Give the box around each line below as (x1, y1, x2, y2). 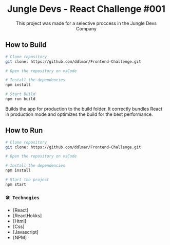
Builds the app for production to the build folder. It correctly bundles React (5, 106, 163, 112)
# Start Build (5, 92, 36, 97)
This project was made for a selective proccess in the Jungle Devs (16, 20, 157, 26)
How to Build (5, 41, 47, 49)
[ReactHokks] (12, 213, 42, 219)
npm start (5, 182, 27, 187)
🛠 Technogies (5, 195, 40, 201)
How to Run (5, 126, 43, 135)
